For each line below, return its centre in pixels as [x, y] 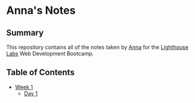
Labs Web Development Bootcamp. [50, 54]
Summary [25, 33]
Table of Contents [41, 73]
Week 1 [24, 87]
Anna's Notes [41, 11]
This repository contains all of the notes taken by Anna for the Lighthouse [97, 47]
